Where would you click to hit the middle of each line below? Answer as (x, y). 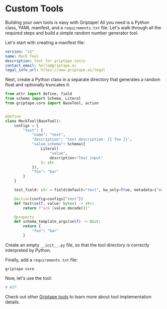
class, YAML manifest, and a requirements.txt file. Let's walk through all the (83, 27)
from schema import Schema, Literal (43, 99)
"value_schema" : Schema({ (58, 144)
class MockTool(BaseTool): (33, 121)
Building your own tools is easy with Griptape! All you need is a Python (77, 22)
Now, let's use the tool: (29, 278)
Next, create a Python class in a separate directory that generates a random (83, 79)
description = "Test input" (76, 158)
